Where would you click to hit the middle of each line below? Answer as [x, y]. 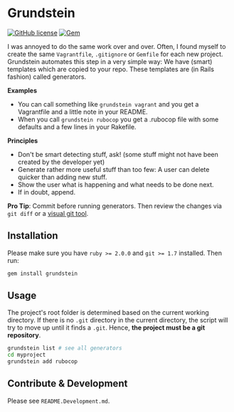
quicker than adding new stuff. [62, 177]
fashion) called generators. [47, 77]
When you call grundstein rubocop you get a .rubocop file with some [118, 119]
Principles [23, 141]
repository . [24, 335]
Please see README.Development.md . [59, 401]
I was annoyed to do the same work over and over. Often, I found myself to [117, 46]
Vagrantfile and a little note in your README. [83, 112]
